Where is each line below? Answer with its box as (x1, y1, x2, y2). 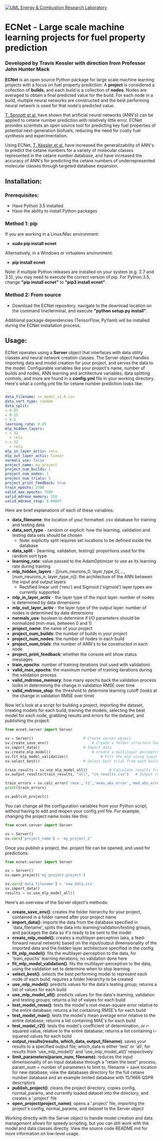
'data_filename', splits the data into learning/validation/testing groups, (12, 924, 151, 930)
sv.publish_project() (5, 794, 49, 799)
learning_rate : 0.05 (5, 421, 47, 426)
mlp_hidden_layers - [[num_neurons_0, (12, 569, 92, 574)
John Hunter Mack (5, 66, 50, 73)
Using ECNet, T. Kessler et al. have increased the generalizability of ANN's (5, 142, 154, 148)
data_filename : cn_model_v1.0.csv (5, 395, 75, 399)
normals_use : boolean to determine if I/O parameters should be (12, 615, 140, 621)
